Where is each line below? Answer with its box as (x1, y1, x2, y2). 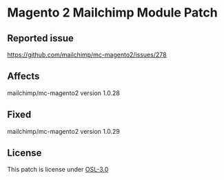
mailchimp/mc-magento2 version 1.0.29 (7, 127, 121, 135)
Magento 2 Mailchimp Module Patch (7, 5, 218, 21)
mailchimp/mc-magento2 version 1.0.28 (7, 88, 121, 97)
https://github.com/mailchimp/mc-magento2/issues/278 (7, 50, 167, 59)
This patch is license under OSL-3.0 (7, 166, 109, 174)
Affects (7, 70, 40, 82)
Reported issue (7, 32, 74, 44)
